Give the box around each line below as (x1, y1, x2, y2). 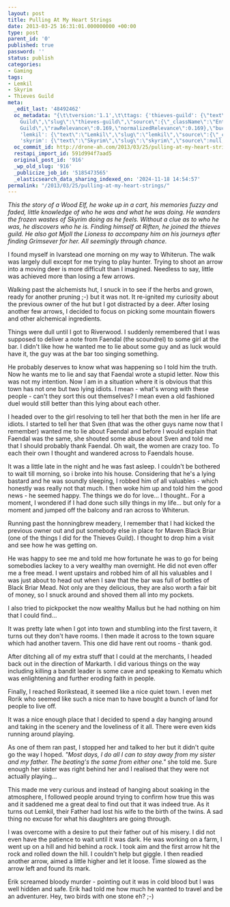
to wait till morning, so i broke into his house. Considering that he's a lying (8, 470, 216, 478)
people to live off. (8, 702, 57, 710)
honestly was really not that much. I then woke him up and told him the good (8, 484, 222, 493)
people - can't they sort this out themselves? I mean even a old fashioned (8, 392, 214, 401)
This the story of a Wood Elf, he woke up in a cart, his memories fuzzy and (8, 201, 218, 209)
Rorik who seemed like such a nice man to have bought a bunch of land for (8, 695, 218, 703)
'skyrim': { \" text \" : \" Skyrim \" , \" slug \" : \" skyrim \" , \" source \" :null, (20, 138, 225, 145)
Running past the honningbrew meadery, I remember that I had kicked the (8, 519, 215, 527)
